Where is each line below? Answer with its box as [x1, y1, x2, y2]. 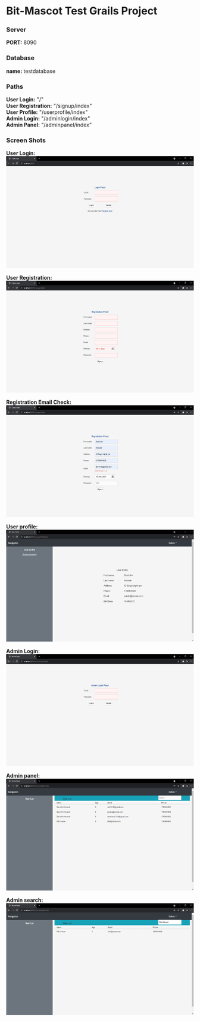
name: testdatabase [6, 67, 56, 75]
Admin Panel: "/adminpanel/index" [6, 121, 92, 129]
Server [6, 26, 27, 34]
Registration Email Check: [6, 398, 71, 406]
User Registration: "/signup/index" [6, 103, 92, 110]
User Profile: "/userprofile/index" [6, 109, 88, 116]
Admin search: [6, 896, 43, 904]
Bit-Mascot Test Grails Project [6, 4, 158, 18]
